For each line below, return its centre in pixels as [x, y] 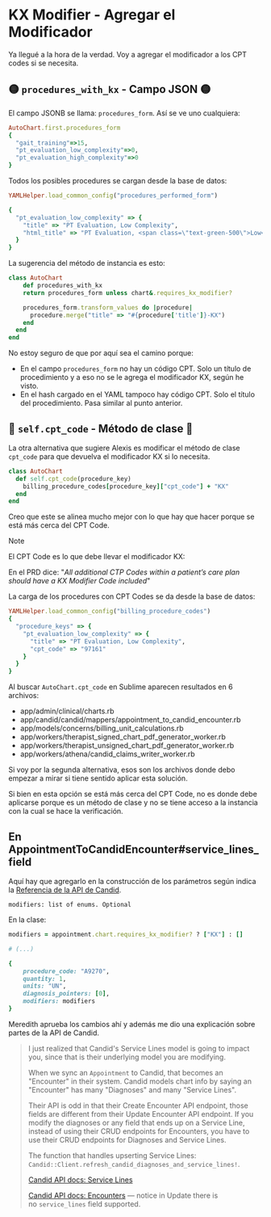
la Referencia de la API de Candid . [65, 890]
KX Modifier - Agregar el [92, 15]
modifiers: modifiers [59, 1001]
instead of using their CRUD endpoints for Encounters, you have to [139, 1131]
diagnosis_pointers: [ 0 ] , [67, 994]
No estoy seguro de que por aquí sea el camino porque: [101, 353]
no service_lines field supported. [84, 1204]
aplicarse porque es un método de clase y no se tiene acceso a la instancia [133, 802]
